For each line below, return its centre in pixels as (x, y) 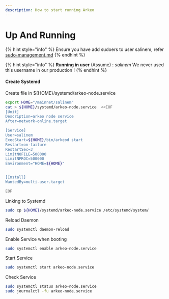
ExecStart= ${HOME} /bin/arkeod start (44, 140)
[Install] (16, 177)
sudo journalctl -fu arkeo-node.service (49, 291)
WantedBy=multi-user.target (35, 182)
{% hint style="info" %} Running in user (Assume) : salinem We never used (85, 65)
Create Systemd (23, 81)
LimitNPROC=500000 (25, 159)
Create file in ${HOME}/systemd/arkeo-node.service (61, 93)
